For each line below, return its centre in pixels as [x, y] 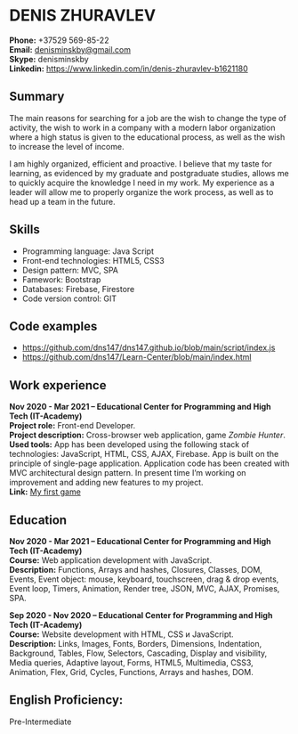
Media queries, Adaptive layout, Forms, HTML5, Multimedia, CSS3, [131, 663]
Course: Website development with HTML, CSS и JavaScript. [121, 634]
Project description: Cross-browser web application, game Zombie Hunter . [148, 435]
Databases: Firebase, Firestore [78, 289]
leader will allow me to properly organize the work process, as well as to [141, 192]
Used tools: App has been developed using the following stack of [129, 444]
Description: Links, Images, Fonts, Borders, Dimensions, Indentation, [136, 644]
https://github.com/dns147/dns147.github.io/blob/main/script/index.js [149, 347]
